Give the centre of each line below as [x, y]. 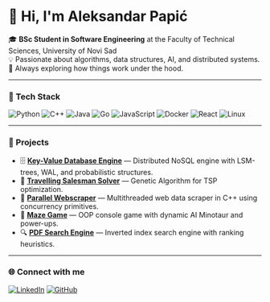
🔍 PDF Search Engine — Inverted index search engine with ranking [132, 232]
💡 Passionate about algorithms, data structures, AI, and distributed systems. [134, 59]
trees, [30, 172]
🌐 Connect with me [47, 272]
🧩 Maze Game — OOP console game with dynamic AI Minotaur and [131, 214]
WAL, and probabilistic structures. [97, 172]
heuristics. [37, 243]
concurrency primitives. [59, 206]
